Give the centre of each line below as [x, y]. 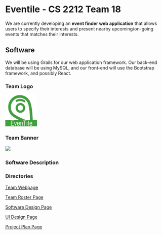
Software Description [32, 162]
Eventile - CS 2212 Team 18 [63, 9]
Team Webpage [22, 187]
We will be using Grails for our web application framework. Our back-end [81, 62]
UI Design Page [22, 217]
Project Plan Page [24, 226]
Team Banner [22, 138]
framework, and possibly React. [38, 73]
